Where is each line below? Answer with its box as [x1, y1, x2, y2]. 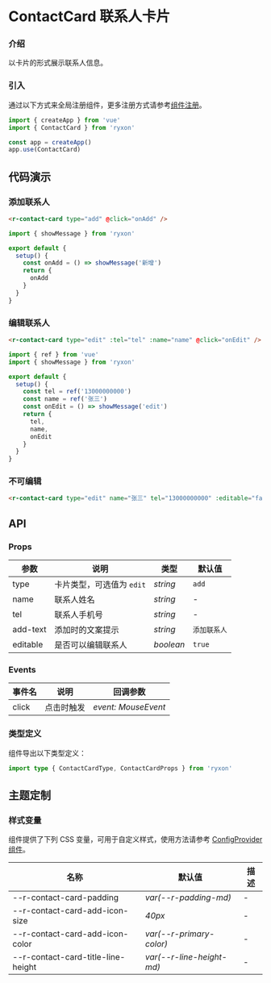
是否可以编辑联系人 [54, 639, 127, 650]
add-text [12, 624, 47, 635]
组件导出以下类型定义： [8, 748, 86, 758]
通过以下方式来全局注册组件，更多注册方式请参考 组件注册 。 [8, 100, 206, 110]
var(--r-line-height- [144, 952, 227, 963]
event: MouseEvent [93, 702, 166, 713]
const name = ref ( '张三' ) [23, 395, 107, 403]
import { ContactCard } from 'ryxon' [8, 123, 135, 131]
